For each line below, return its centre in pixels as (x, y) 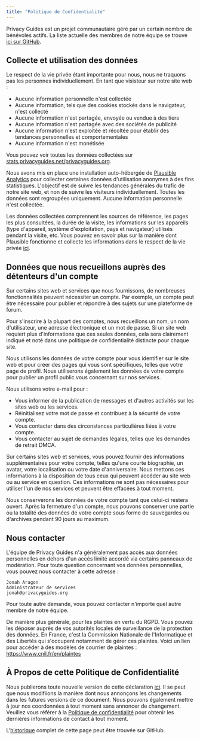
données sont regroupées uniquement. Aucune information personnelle (94, 199)
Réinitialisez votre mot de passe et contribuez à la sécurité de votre (98, 413)
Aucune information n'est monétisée (59, 144)
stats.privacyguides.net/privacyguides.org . (59, 162)
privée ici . (19, 248)
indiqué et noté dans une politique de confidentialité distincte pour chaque (98, 340)
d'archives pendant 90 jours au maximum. (58, 519)
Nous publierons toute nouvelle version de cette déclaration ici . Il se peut (96, 687)
